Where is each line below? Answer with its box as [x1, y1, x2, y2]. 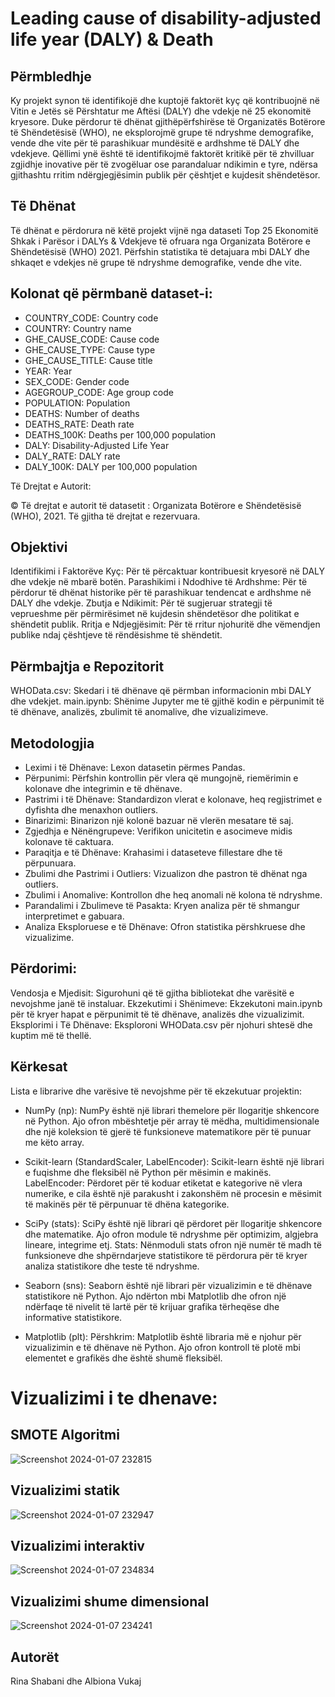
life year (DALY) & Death [10, 28, 214, 51]
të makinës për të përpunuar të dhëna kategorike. [24, 1198, 230, 1210]
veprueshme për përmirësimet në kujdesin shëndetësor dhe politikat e [10, 608, 300, 620]
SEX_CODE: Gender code [24, 375, 130, 387]
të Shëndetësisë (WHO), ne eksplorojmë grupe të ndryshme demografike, [10, 127, 314, 138]
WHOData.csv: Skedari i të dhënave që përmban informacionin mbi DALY [10, 685, 312, 697]
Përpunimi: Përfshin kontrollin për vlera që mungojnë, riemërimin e [24, 772, 299, 784]
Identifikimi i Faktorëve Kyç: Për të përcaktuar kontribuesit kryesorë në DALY [10, 565, 325, 577]
